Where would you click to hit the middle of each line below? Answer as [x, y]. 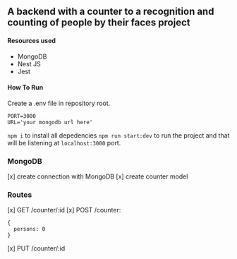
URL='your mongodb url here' [50, 122]
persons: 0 [30, 229]
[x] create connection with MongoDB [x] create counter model [98, 176]
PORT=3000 [22, 116]
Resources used [32, 40]
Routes [20, 195]
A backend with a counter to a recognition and [111, 12]
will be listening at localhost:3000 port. [64, 143]
